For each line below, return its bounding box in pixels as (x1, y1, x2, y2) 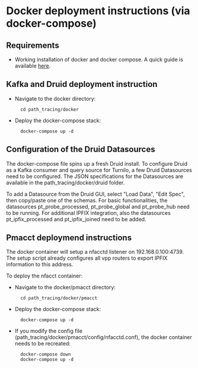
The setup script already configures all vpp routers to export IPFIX (6, 254, 168, 262)
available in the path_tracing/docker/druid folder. (6, 179, 125, 186)
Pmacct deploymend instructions (6, 233, 132, 243)
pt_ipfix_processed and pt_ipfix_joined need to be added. (6, 215, 146, 222)
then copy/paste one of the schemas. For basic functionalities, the (6, 196, 168, 204)
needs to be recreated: (14, 340, 71, 347)
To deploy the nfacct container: (6, 272, 83, 279)
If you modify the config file (14, 327, 83, 335)
